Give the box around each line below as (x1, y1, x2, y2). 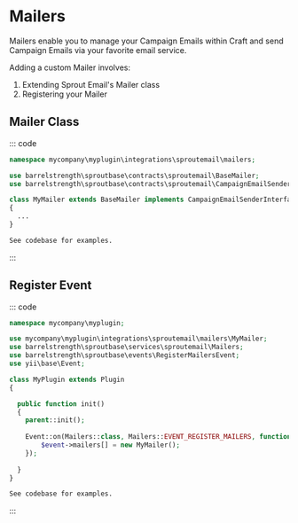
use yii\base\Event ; (9, 359, 86, 369)
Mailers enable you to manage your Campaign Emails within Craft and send (9, 35, 284, 46)
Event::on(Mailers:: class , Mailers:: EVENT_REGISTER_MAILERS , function (25, 433, 292, 441)
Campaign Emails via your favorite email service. (9, 44, 187, 55)
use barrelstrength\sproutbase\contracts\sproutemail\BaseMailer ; (9, 171, 260, 180)
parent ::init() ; (25, 416, 86, 425)
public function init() (17, 399, 105, 409)
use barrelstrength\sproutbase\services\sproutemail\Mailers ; (9, 343, 244, 352)
